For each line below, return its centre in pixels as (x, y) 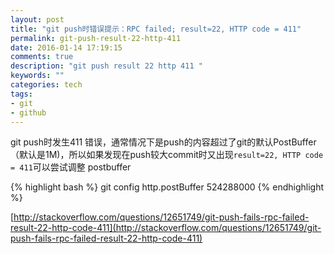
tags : (21, 94)
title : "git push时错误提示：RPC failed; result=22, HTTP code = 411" (156, 29)
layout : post (37, 19)
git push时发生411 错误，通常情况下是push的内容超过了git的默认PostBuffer (163, 142)
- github (28, 112)
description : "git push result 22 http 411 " (106, 66)
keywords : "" (37, 76)
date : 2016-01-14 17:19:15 (66, 47)
